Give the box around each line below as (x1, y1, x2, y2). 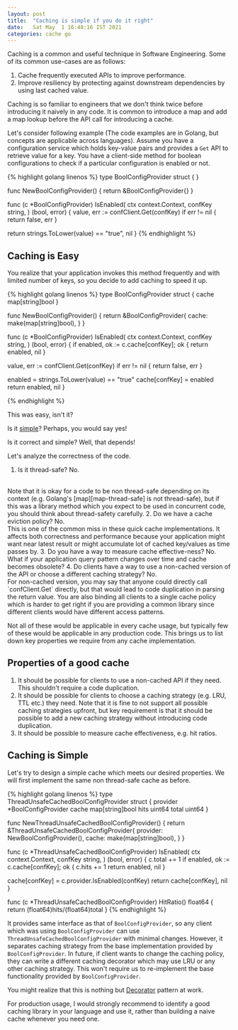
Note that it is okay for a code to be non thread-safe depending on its (7, 487, 210, 495)
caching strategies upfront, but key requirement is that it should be (17, 706, 212, 714)
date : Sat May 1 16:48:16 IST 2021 (7, 23, 122, 31)
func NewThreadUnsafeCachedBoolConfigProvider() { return (7, 818, 186, 827)
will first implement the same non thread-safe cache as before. (7, 776, 191, 784)
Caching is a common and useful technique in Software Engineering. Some (7, 50, 226, 58)
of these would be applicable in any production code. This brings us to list (7, 629, 223, 638)
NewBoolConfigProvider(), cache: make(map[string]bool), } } (7, 833, 186, 842)
